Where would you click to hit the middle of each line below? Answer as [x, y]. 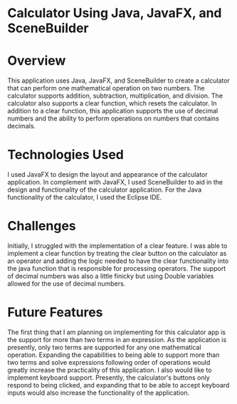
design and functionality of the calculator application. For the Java [105, 190]
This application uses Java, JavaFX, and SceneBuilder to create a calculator [118, 81]
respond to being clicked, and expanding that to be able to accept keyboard [118, 385]
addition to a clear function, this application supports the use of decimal [113, 111]
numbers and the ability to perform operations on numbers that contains [113, 118]
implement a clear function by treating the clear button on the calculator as [117, 253]
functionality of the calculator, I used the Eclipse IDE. [85, 197]
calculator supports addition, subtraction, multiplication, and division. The [115, 96]
